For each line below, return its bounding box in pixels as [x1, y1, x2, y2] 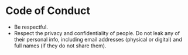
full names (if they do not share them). [13, 42, 107, 49]
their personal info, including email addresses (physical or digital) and [13, 36, 182, 43]
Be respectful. [13, 23, 48, 30]
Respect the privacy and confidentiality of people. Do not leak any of [13, 29, 180, 36]
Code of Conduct [5, 4, 90, 18]
